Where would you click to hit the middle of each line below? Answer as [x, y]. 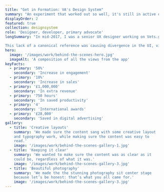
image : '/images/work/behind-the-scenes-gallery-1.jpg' [72, 146]
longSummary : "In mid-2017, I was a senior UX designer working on [75, 37]
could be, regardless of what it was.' [54, 159]
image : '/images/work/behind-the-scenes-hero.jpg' [62, 55]
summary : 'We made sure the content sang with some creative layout [85, 132]
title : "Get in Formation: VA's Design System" [54, 10]
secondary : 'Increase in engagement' [52, 73]
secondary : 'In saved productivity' [51, 100]
